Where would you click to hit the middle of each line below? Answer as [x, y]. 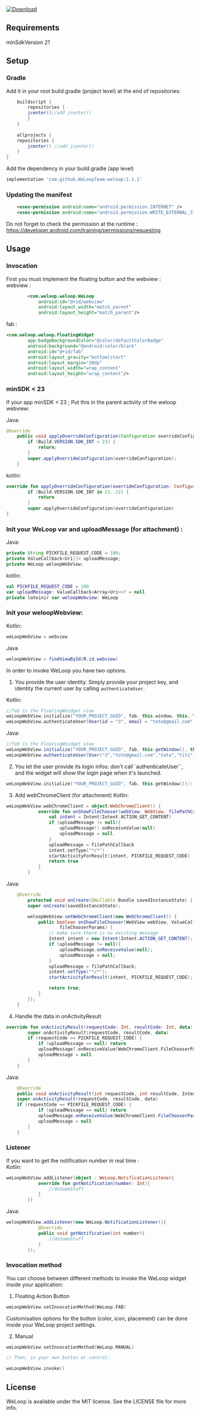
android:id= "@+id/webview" [71, 302]
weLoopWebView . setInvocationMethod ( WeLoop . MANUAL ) [70, 1347]
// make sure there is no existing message [104, 933]
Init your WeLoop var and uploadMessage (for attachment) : [94, 529]
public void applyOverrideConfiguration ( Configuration [86, 436]
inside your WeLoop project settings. [51, 1324]
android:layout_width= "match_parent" [85, 307]
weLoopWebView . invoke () [36, 1369]
